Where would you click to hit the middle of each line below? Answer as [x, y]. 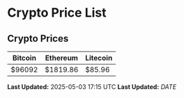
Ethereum [62, 58]
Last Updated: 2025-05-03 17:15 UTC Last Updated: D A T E [92, 87]
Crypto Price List [57, 13]
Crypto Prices [38, 39]
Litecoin [99, 58]
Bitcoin [24, 58]
